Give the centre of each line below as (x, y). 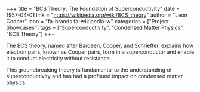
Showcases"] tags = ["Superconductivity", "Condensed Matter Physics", (95, 27)
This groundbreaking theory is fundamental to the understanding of (89, 70)
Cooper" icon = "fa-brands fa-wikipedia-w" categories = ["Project (87, 21)
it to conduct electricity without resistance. (59, 58)
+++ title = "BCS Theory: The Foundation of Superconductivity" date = (93, 9)
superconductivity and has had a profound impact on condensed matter (95, 76)
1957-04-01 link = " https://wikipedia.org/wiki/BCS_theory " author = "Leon (97, 15)
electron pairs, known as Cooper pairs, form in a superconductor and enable (100, 52)
